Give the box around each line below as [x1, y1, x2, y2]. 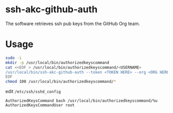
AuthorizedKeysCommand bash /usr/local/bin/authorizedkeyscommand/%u [5, 98, 158, 103]
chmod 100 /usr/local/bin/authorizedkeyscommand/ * [5, 79, 116, 84]
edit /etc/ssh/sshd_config [5, 88, 61, 95]
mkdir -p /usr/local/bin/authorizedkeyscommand [5, 60, 110, 65]
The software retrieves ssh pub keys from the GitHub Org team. [5, 20, 141, 27]
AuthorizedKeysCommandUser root [5, 103, 75, 108]
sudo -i [5, 55, 22, 60]
